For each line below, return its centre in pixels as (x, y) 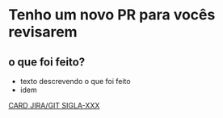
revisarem (43, 32)
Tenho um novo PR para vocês (112, 15)
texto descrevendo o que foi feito (75, 81)
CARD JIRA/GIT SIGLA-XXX (54, 105)
